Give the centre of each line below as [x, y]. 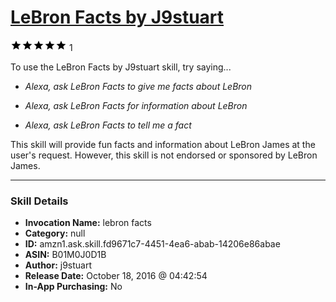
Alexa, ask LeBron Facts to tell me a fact [108, 125]
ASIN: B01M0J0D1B [65, 255]
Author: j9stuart [58, 265]
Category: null [55, 233]
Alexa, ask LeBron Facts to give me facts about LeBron [138, 86]
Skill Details [39, 201]
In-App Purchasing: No [73, 287]
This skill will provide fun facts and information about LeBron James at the [163, 144]
